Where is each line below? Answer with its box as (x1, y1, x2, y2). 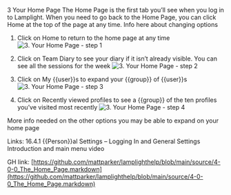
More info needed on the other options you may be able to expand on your (7, 116, 219, 125)
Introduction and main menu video (7, 145, 105, 152)
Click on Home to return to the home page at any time (17, 34, 170, 42)
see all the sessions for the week (17, 62, 111, 70)
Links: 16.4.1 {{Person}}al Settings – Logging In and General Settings (7, 137, 201, 145)
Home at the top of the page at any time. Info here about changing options (7, 21, 219, 28)
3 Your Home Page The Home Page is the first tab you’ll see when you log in (7, 6, 224, 14)
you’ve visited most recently (17, 103, 98, 111)
